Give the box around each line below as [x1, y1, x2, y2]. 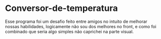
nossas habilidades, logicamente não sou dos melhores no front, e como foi [5, 23, 157, 29]
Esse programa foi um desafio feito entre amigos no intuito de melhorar [5, 19, 147, 24]
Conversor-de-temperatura [5, 3, 118, 14]
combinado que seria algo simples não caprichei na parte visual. [5, 29, 134, 34]
